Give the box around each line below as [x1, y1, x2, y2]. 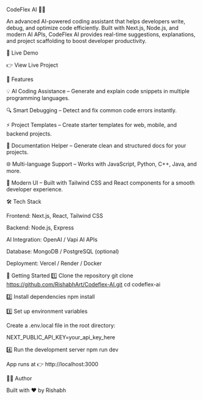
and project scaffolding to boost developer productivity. [6, 37, 147, 44]
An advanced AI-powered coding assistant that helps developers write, [6, 18, 185, 25]
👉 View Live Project [6, 61, 58, 69]
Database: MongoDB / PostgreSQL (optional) [6, 248, 119, 255]
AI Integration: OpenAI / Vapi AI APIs [6, 236, 98, 243]
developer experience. [6, 186, 63, 193]
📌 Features [6, 75, 34, 83]
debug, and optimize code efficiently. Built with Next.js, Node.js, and [6, 25, 179, 31]
